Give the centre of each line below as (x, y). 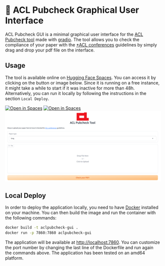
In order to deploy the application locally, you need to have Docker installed (82, 207)
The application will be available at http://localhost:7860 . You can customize (83, 242)
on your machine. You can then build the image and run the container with (81, 213)
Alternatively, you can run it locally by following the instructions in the (76, 93)
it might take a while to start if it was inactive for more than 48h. (70, 88)
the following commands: (31, 218)
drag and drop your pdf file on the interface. (50, 50)
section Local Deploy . (27, 98)
